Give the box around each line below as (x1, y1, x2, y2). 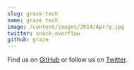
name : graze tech (7, 17, 59, 24)
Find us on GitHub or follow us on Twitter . (7, 55, 128, 64)
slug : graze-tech (7, 10, 59, 17)
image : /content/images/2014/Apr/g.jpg (7, 23, 125, 30)
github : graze (7, 36, 49, 43)
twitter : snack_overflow (7, 29, 80, 37)
